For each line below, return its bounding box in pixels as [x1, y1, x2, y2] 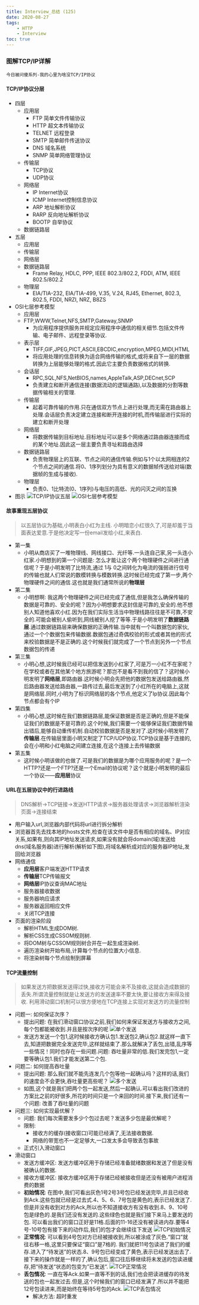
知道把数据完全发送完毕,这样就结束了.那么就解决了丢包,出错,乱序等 [30, 1040, 192, 1048]
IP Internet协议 [32, 188, 69, 196]
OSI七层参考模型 [14, 303, 55, 310]
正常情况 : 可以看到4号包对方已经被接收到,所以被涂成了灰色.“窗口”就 [23, 1233, 188, 1241]
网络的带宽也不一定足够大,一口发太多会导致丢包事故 [32, 1137, 159, 1144]
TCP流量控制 [6, 969, 38, 976]
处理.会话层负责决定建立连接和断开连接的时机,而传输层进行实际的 [32, 411, 191, 418]
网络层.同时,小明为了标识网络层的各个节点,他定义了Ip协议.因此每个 [28, 690, 191, 697]
